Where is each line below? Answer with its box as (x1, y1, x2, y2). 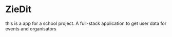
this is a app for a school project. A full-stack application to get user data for (5, 20, 167, 26)
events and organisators (5, 25, 56, 31)
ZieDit (5, 4, 32, 15)
